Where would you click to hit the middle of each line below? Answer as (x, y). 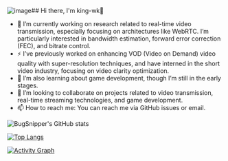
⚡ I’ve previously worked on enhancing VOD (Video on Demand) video (116, 54)
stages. (27, 85)
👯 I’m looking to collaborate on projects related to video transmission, (115, 93)
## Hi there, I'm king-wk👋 (68, 11)
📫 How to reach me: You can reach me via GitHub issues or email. (111, 108)
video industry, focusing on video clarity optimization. (93, 71)
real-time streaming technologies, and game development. (100, 100)
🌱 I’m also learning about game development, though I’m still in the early (119, 78)
